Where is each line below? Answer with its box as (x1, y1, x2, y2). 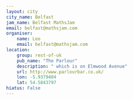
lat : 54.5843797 (16, 80, 57, 86)
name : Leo (16, 36, 41, 42)
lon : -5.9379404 (16, 74, 57, 80)
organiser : (6, 31, 33, 36)
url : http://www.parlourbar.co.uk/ (16, 69, 104, 75)
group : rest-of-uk (16, 52, 62, 58)
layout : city (6, 8, 38, 15)
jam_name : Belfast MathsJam (6, 19, 75, 25)
